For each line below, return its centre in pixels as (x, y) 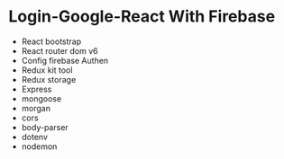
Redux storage (49, 79)
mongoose (41, 98)
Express (37, 89)
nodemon (39, 146)
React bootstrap (51, 41)
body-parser (45, 127)
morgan (36, 108)
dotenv (35, 137)
